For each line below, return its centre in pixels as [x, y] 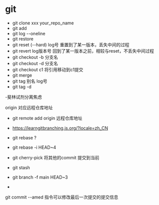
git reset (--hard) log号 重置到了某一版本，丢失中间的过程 [71, 45]
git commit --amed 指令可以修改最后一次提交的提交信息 [62, 197]
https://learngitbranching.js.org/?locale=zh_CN [60, 128]
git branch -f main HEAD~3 [40, 177]
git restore [23, 39]
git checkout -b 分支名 [35, 57]
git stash [21, 167]
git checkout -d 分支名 [35, 63]
